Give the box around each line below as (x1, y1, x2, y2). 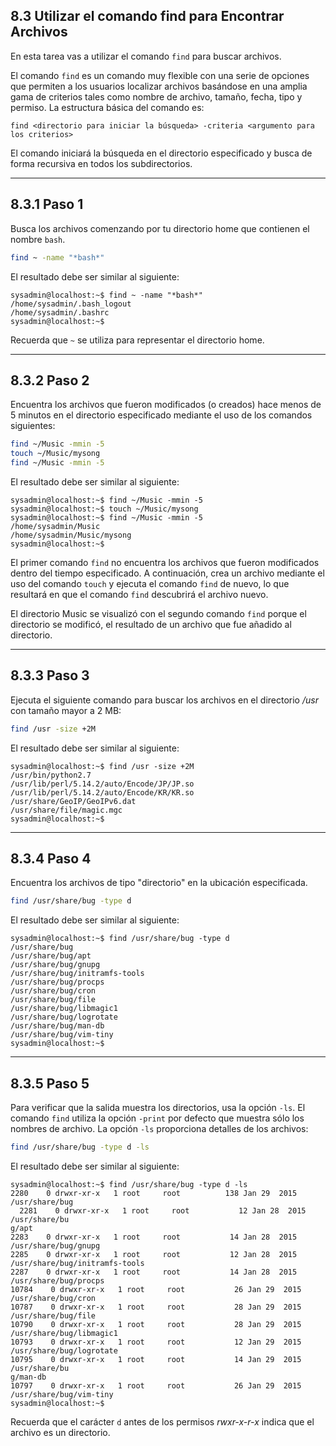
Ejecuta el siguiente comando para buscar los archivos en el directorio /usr (10, 694, 319, 706)
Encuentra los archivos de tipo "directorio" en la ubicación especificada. (10, 877, 308, 889)
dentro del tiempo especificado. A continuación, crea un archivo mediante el (10, 567, 325, 579)
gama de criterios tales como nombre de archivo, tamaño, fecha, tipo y (10, 90, 303, 103)
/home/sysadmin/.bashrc (10, 307, 110, 318)
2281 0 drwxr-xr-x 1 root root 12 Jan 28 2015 (19, 1206, 307, 1216)
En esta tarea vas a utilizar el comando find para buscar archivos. (10, 50, 282, 62)
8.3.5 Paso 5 (10, 1075, 90, 1092)
